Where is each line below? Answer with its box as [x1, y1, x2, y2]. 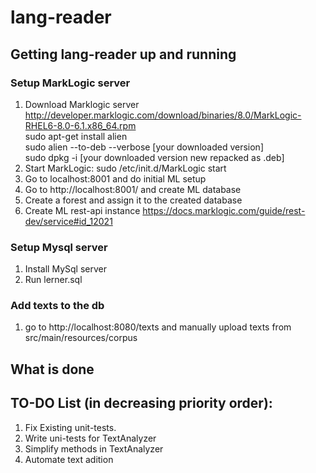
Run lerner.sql [24, 274, 83, 286]
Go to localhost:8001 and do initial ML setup [24, 172, 207, 185]
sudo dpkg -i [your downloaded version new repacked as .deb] [24, 151, 285, 163]
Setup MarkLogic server [10, 76, 131, 90]
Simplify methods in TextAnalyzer [24, 442, 164, 455]
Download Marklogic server [24, 98, 140, 110]
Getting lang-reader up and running [10, 46, 237, 63]
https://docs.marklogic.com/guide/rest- [142, 204, 306, 216]
